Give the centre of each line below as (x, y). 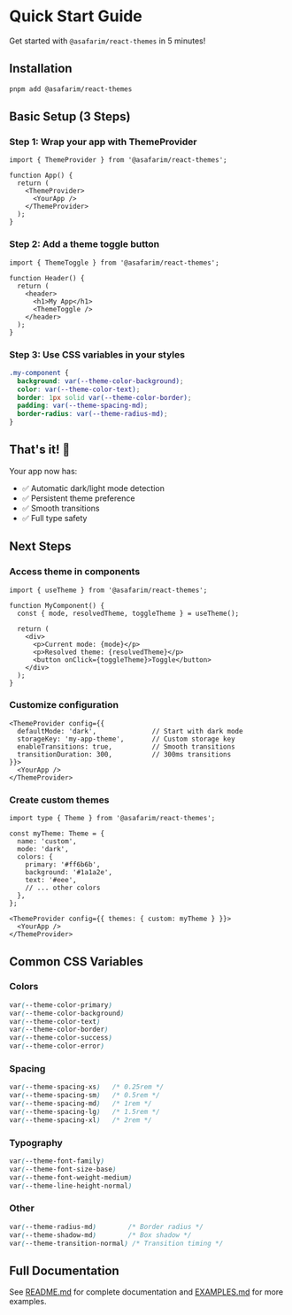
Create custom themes (59, 800)
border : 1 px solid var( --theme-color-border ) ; (104, 397)
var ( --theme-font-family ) (57, 1161)
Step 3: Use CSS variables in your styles (97, 354)
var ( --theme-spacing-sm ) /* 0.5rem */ (85, 1096)
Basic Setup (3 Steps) (70, 117)
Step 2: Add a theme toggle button (85, 244)
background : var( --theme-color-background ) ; (100, 381)
